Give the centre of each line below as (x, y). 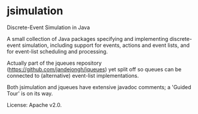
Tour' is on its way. (30, 93)
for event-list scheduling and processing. (57, 51)
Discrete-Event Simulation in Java (48, 27)
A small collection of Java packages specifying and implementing (88, 39)
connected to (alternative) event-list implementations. (73, 75)
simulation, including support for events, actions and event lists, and (106, 45)
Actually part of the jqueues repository (54, 63)
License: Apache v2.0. (34, 104)
